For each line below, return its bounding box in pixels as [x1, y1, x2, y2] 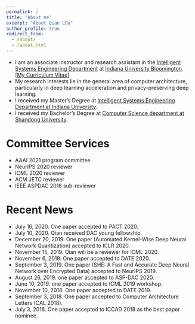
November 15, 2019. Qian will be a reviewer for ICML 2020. [14, 248, 159, 255]
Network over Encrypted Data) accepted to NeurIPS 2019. [14, 267, 157, 274]
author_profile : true [6, 25, 60, 32]
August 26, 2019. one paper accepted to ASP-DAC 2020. [14, 274, 155, 281]
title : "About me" [6, 14, 52, 20]
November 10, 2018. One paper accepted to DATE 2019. [14, 286, 151, 293]
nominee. [14, 312, 38, 319]
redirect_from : [6, 31, 44, 37]
